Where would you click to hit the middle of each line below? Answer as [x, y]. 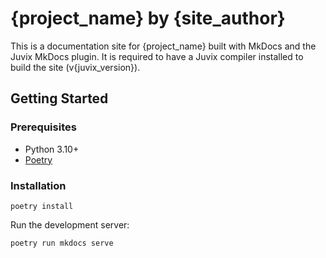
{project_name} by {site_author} [148, 18]
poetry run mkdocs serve [62, 243]
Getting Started [59, 98]
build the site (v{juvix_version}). [75, 67]
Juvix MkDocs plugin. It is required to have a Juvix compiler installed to [157, 56]
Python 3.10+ [52, 149]
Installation [38, 185]
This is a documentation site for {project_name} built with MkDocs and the [163, 46]
